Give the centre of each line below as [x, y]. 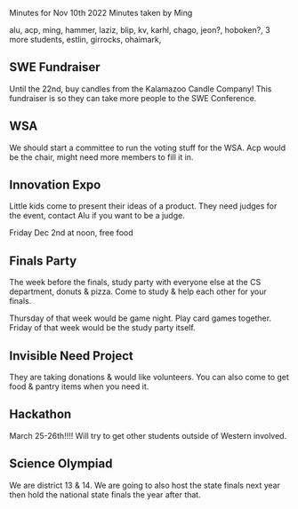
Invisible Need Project [71, 356]
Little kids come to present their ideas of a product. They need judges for [143, 206]
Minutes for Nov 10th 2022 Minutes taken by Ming [101, 13]
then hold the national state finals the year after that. [105, 494]
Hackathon [40, 414]
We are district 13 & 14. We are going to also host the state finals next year [145, 485]
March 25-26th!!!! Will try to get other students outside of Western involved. [148, 435]
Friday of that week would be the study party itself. [102, 328]
